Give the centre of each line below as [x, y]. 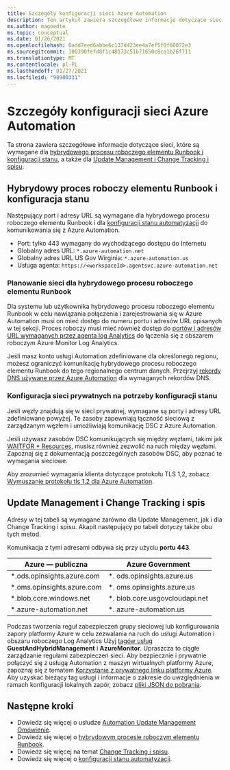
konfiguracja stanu [48, 199]
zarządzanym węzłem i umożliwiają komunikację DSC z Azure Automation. [112, 425]
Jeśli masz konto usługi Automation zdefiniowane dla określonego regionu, [113, 356]
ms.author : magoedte [37, 26]
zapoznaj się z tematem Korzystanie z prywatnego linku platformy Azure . [110, 670]
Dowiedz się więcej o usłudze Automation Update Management [106, 723]
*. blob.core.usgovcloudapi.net [158, 598]
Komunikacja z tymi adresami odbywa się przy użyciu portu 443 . [99, 547]
